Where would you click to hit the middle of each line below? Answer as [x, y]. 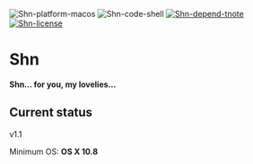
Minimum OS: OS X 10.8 [54, 151]
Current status [51, 112]
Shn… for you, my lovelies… [63, 84]
